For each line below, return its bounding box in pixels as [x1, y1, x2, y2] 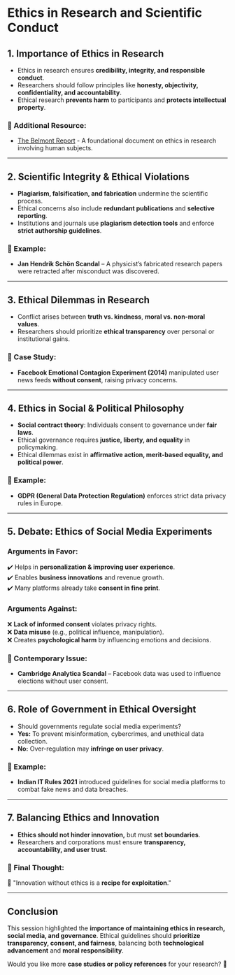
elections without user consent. [17, 677, 108, 685]
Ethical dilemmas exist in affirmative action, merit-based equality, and [17, 451, 224, 459]
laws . [17, 428, 34, 437]
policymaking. [17, 443, 58, 452]
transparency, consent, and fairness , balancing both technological [7, 939, 204, 947]
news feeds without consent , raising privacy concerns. [17, 375, 178, 384]
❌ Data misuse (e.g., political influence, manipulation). [7, 628, 164, 636]
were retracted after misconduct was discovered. [17, 267, 159, 275]
